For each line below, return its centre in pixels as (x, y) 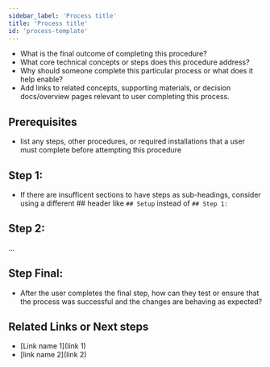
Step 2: (27, 229)
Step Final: (35, 274)
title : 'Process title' (48, 23)
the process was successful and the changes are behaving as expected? (141, 301)
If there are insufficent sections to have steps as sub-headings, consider (141, 195)
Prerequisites (43, 122)
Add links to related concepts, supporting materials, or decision (125, 88)
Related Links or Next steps (79, 327)
